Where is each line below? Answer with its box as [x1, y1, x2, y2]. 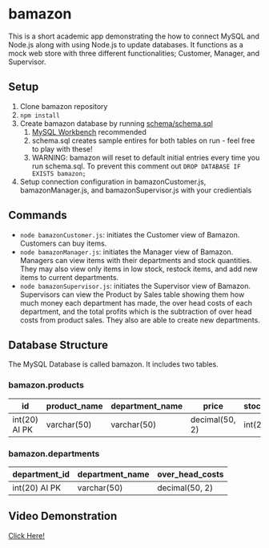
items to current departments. [19, 272, 118, 282]
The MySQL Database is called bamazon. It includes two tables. [8, 359, 219, 369]
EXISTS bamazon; [31, 169, 86, 177]
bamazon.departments [8, 448, 100, 459]
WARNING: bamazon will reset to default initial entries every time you [31, 152, 260, 162]
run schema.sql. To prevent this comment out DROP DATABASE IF [31, 161, 242, 171]
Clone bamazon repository [19, 101, 108, 111]
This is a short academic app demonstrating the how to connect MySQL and [8, 31, 260, 41]
